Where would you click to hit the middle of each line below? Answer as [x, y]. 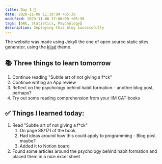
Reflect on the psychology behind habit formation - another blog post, [83, 87]
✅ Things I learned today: [45, 113]
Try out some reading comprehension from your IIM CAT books [76, 98]
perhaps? [22, 93]
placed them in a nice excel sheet [46, 156]
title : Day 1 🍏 [21, 10]
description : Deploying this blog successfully [55, 28]
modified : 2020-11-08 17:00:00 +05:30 [45, 19]
